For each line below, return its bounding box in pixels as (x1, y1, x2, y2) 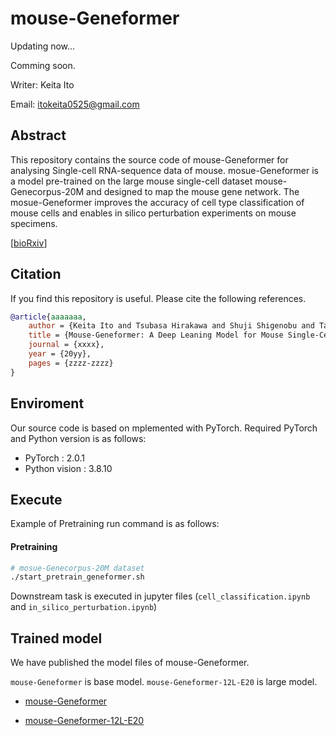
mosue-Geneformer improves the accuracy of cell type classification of (10, 196, 305, 208)
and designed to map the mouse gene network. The (86, 185, 300, 197)
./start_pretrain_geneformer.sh (10, 572, 145, 582)
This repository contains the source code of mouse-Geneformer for (10, 153, 289, 166)
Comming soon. (10, 59, 76, 71)
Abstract (10, 127, 67, 144)
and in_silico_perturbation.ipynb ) (10, 601, 158, 613)
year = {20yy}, (28, 349, 92, 359)
